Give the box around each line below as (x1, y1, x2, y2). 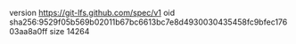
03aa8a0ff (9, 26, 48, 36)
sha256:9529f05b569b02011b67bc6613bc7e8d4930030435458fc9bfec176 (9, 17, 288, 27)
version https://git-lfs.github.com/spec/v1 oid (9, 8, 176, 18)
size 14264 (49, 26, 90, 36)
